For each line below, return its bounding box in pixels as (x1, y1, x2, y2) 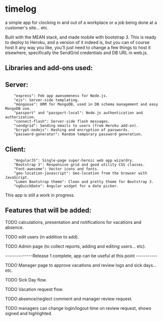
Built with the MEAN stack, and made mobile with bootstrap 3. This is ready (5, 34, 157, 40)
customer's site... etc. (5, 24, 49, 30)
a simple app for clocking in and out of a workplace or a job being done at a (5, 20, 157, 25)
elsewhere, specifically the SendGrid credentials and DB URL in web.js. (5, 50, 148, 56)
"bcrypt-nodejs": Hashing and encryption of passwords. (14, 128, 130, 133)
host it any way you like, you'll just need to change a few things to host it (5, 44, 151, 50)
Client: (5, 145, 26, 153)
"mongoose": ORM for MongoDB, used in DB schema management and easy (14, 102, 159, 107)
